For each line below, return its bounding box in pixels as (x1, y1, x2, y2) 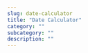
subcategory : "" (7, 29, 54, 36)
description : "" (7, 36, 54, 43)
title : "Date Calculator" (7, 17, 82, 23)
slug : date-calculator (7, 10, 73, 17)
